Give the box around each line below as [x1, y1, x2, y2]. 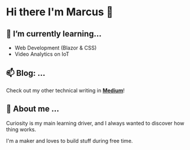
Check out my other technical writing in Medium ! [6, 86, 125, 94]
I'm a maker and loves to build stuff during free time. [6, 137, 134, 144]
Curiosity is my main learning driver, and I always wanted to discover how [6, 119, 185, 126]
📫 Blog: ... [6, 68, 46, 78]
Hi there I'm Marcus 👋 [6, 5, 114, 19]
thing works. [6, 126, 36, 133]
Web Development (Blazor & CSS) [14, 44, 97, 51]
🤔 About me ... [6, 104, 59, 114]
